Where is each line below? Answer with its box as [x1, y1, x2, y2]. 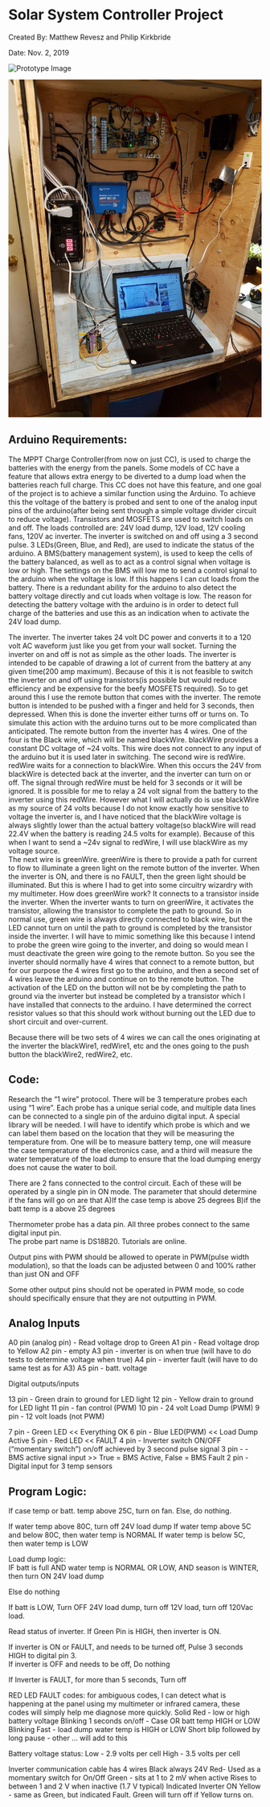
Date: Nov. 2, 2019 [8, 47, 70, 57]
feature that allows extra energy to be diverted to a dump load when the [8, 471, 247, 481]
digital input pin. [8, 1228, 62, 1238]
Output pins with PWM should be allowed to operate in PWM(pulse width [8, 1252, 249, 1262]
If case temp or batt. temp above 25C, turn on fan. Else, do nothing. [8, 1506, 231, 1516]
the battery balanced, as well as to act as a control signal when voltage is [8, 556, 251, 566]
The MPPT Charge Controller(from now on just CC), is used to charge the [8, 454, 252, 464]
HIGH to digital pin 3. [8, 1651, 78, 1661]
